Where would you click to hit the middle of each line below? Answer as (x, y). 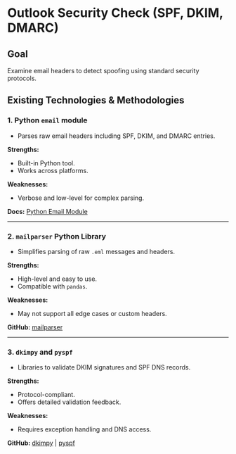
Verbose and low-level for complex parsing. (81, 198)
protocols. (22, 78)
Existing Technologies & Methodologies (96, 100)
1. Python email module (47, 120)
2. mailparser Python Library (57, 236)
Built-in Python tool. (46, 163)
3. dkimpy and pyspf (40, 352)
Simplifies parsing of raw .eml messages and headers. (96, 251)
